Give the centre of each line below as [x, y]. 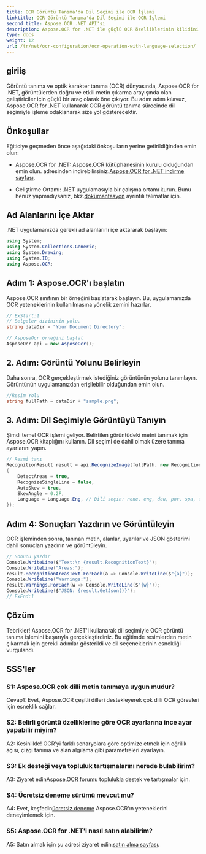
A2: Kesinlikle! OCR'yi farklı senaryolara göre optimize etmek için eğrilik [97, 744]
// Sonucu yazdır [29, 556]
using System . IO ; [29, 258]
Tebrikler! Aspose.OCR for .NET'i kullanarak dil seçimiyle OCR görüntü [95, 630]
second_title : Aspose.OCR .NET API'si [56, 23]
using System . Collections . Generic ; [52, 247]
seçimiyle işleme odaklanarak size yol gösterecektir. [72, 112]
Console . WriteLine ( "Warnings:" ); [49, 579]
